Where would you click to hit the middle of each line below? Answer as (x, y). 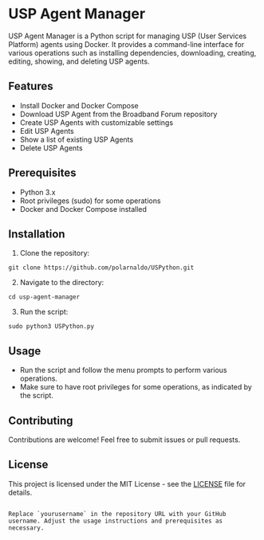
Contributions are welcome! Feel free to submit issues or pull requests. (124, 440)
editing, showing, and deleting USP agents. (79, 61)
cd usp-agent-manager (44, 297)
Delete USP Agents (51, 147)
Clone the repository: (55, 253)
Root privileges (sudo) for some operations (90, 201)
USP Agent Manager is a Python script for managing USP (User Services (128, 36)
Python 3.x (37, 192)
